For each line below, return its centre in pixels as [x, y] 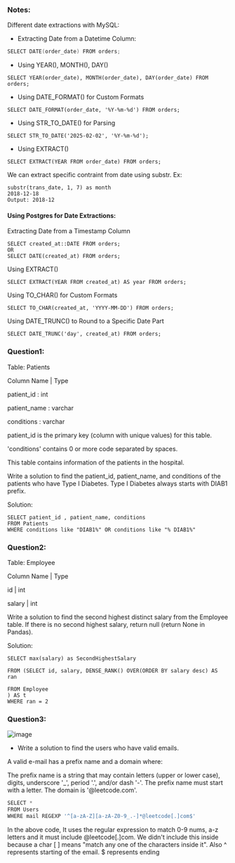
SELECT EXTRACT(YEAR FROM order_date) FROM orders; [84, 162]
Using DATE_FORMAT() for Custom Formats [81, 97]
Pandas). [20, 632]
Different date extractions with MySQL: [63, 25]
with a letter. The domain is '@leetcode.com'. [73, 790]
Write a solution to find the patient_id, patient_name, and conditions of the [114, 476]
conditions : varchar [36, 421]
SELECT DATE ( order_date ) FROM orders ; [64, 52]
